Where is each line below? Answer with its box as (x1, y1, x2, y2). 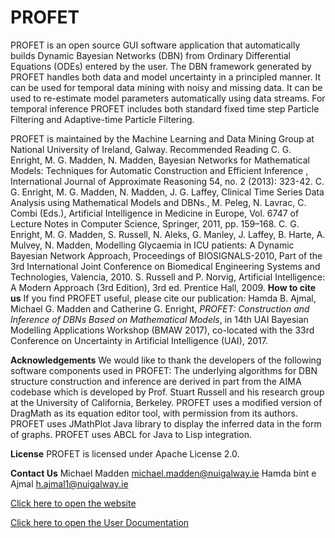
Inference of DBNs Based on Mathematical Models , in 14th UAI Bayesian (10, 313, 309, 325)
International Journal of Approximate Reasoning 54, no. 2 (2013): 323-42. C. (10, 175, 325, 187)
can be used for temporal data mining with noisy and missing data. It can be (10, 81, 323, 93)
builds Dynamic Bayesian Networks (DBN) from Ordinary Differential (10, 49, 291, 61)
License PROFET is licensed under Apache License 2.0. (10, 447, 240, 460)
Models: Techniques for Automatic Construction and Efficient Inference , (10, 164, 309, 176)
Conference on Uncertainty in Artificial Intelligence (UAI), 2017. (10, 334, 268, 346)
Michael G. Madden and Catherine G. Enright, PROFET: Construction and (10, 302, 310, 315)
